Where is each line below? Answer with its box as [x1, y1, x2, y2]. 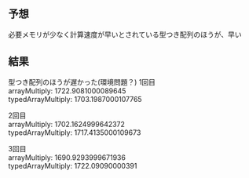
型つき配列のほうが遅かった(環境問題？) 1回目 [8, 77, 156, 86]
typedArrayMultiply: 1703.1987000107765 [8, 94, 143, 104]
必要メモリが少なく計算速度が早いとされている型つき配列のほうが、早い [8, 30, 242, 39]
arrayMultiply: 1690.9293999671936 [8, 152, 126, 162]
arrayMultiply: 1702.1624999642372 [8, 119, 126, 129]
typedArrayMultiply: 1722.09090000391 [8, 161, 137, 170]
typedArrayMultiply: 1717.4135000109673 [8, 128, 141, 137]
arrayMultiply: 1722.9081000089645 [8, 85, 126, 96]
